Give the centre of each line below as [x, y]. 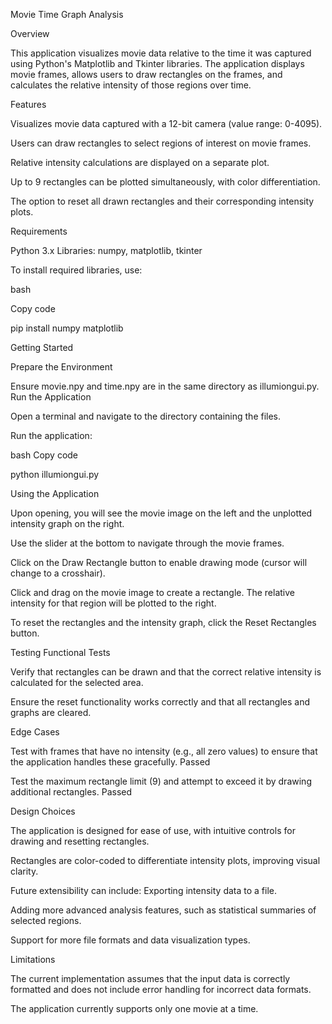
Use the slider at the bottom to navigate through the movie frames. [147, 543]
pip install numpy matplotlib [67, 328]
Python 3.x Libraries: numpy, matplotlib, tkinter [106, 250]
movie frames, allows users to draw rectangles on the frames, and [146, 74]
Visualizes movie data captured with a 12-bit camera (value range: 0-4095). [166, 123]
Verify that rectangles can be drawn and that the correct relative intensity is [166, 672]
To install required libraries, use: [76, 270]
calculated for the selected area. [77, 682]
